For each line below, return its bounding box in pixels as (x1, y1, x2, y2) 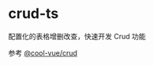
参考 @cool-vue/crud (8, 48, 77, 57)
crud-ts (8, 5, 59, 23)
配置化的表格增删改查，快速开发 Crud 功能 (8, 31, 146, 41)
